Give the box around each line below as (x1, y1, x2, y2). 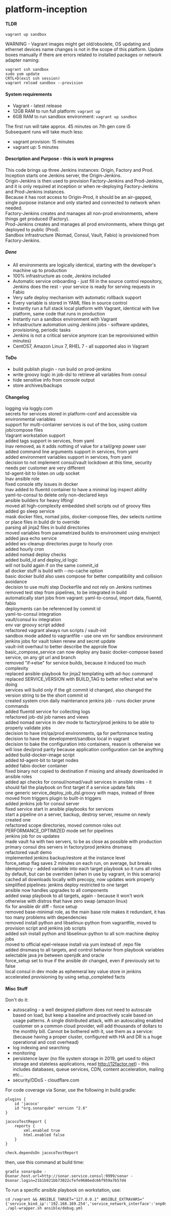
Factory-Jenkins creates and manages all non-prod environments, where (5, 210, 158, 216)
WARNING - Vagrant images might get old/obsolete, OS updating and (5, 41, 151, 47)
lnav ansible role (5, 475, 40, 482)
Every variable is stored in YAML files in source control (12, 300, 127, 306)
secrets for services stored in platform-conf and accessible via (5, 411, 137, 417)
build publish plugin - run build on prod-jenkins (12, 366, 111, 372)
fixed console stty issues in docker (5, 481, 78, 487)
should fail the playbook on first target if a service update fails (5, 784, 135, 790)
